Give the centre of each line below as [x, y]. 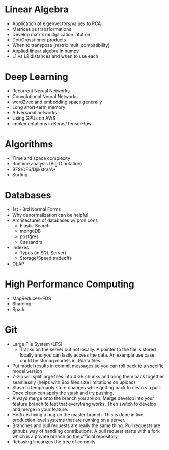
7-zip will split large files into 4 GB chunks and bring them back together [88, 376]
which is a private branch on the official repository [65, 436]
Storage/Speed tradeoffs [46, 258]
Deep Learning [36, 77]
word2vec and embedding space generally [57, 102]
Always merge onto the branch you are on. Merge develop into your [83, 398]
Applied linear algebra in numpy [46, 51]
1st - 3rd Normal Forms [36, 209]
